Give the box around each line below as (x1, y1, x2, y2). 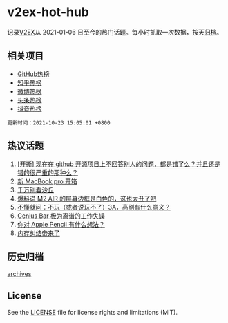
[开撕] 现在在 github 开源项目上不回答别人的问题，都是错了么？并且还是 (17, 160, 221, 168)
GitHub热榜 (17, 70, 50, 78)
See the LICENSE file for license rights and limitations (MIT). (7, 308, 178, 317)
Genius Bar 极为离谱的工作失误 (17, 212, 105, 220)
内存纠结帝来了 (17, 229, 60, 237)
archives (7, 270, 32, 278)
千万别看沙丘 (17, 185, 54, 194)
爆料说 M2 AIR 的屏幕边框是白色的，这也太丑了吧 (17, 194, 157, 203)
